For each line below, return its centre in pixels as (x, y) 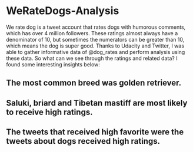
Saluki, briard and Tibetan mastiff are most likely (97, 103)
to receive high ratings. (49, 112)
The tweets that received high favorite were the (95, 132)
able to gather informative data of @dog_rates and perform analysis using (96, 52)
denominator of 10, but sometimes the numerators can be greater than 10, (95, 39)
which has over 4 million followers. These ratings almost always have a (92, 33)
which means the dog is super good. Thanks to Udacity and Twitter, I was (95, 46)
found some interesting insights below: (53, 64)
